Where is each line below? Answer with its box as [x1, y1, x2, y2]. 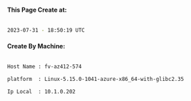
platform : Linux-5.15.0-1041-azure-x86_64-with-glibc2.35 [7, 76, 185, 83]
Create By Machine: [7, 42, 66, 50]
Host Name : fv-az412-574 [7, 63, 82, 71]
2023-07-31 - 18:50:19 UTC [7, 27, 85, 34]
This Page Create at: [7, 6, 67, 14]
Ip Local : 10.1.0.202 [7, 89, 76, 95]
